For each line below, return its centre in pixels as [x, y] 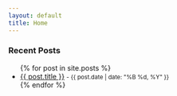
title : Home [28, 23]
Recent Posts [35, 51]
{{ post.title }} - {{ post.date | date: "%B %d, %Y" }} [94, 76]
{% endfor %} [43, 85]
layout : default [35, 15]
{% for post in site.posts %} [65, 67]
